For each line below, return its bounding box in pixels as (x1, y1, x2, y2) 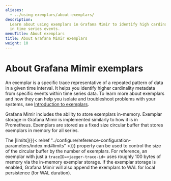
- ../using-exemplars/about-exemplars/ (10, 12, 95, 17)
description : (5, 17, 33, 22)
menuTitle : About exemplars (5, 31, 65, 36)
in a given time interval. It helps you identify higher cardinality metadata (5, 85, 155, 91)
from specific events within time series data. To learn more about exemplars (5, 90, 164, 96)
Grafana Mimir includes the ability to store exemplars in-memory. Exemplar (5, 111, 162, 117)
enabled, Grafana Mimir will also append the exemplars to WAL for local (5, 164, 155, 170)
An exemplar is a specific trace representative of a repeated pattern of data (5, 80, 164, 86)
